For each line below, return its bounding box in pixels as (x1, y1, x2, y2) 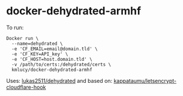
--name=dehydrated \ (11, 41, 63, 47)
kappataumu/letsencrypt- (113, 77, 177, 84)
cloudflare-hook (6, 83, 46, 91)
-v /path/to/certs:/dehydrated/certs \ (11, 61, 112, 67)
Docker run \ (6, 35, 39, 41)
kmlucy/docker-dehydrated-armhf (11, 67, 93, 73)
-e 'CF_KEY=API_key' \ (11, 51, 68, 57)
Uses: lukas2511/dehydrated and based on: (6, 77, 113, 84)
